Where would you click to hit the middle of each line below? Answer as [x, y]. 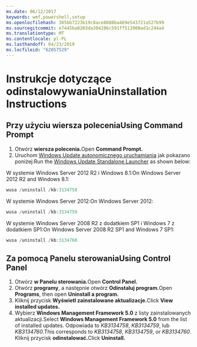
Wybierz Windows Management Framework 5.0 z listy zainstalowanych [103, 313]
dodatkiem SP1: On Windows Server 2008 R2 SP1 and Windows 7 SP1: [90, 229]
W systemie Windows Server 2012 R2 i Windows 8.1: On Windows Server [94, 173]
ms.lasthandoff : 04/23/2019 [41, 45]
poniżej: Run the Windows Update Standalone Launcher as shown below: [103, 161]
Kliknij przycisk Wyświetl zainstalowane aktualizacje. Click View [94, 301]
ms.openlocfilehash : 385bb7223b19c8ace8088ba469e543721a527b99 [85, 22]
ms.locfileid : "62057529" [38, 50]
